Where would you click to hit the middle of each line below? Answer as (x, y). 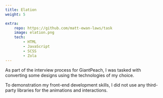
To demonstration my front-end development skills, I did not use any (75, 85)
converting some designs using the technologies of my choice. (70, 75)
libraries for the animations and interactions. (63, 90)
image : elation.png (34, 33)
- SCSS (30, 51)
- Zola (30, 56)
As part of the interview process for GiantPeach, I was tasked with (73, 70)
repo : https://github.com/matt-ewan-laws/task (63, 28)
